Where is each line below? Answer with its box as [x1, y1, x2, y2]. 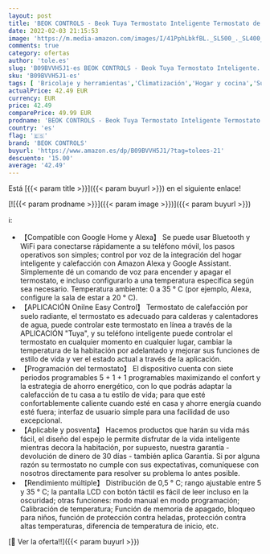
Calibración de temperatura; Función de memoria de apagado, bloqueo [19, 504, 256, 514]
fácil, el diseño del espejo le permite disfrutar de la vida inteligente [19, 434, 240, 444]
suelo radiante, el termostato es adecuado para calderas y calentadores [19, 312, 259, 321]
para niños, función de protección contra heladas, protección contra [19, 513, 247, 523]
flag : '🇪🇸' [8, 131, 48, 139]
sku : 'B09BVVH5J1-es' [8, 72, 81, 80]
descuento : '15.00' [8, 154, 74, 162]
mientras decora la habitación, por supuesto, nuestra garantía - [19, 443, 230, 453]
